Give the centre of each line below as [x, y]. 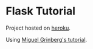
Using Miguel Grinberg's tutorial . [46, 39]
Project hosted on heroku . [38, 28]
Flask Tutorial [40, 11]
